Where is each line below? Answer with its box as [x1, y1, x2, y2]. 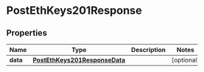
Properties [6, 28, 47, 38]
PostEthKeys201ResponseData [32, 56, 126, 64]
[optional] [171, 56, 200, 64]
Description [131, 46, 166, 54]
